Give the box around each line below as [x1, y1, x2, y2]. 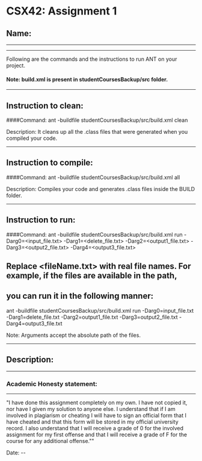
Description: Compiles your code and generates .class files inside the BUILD [6, 185, 195, 192]
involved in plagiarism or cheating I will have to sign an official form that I [6, 412, 186, 419]
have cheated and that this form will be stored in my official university [6, 418, 179, 425]
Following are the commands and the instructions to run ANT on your [6, 55, 177, 63]
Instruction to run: [6, 215, 76, 225]
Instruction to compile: [6, 158, 93, 168]
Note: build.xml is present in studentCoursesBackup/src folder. [6, 75, 168, 83]
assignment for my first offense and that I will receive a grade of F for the [6, 431, 188, 438]
